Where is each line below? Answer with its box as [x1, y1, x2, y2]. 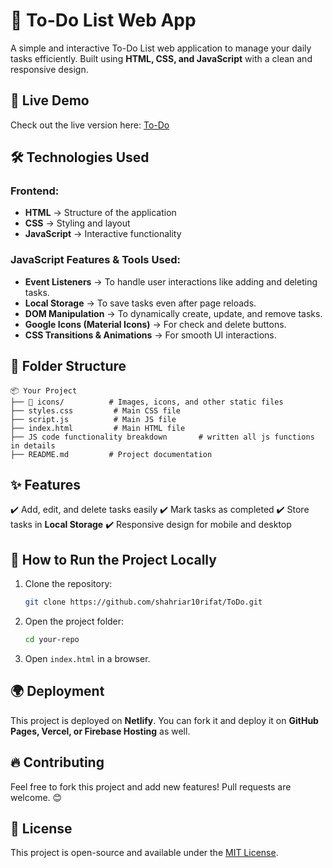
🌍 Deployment [10, 683, 105, 700]
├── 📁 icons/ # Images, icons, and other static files [10, 397, 284, 407]
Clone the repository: [24, 578, 113, 590]
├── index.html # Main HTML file [10, 423, 186, 433]
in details [10, 440, 56, 451]
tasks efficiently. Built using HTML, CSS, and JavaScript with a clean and [10, 52, 313, 64]
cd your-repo [24, 635, 80, 645]
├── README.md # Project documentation [10, 449, 213, 459]
